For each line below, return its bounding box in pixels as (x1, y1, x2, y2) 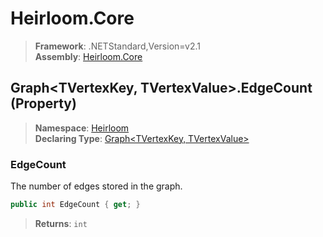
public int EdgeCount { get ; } (10, 200, 141, 210)
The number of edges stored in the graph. (10, 180, 183, 192)
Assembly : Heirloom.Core (34, 50, 143, 62)
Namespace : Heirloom (34, 122, 130, 134)
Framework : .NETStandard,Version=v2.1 (34, 40, 201, 52)
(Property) (10, 95, 77, 112)
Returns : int (34, 217, 88, 229)
